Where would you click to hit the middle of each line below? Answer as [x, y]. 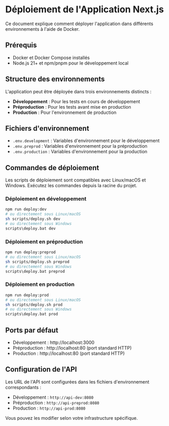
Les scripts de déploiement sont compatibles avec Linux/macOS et [76, 180]
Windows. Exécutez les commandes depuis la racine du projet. [71, 186]
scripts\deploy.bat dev [31, 228]
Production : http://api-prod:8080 [49, 408]
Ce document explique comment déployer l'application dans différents [79, 24]
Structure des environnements [55, 79]
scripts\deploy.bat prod [32, 314]
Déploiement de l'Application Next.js [85, 9]
